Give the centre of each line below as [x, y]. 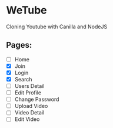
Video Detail [29, 113]
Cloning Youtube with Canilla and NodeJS [57, 27]
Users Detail [29, 86]
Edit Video [27, 119]
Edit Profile [28, 93]
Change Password [37, 99]
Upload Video [31, 106]
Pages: [19, 45]
